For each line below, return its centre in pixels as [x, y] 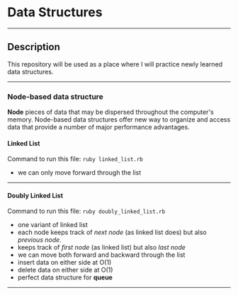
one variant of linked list [53, 225]
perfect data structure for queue [65, 277]
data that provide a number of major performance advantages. [98, 127]
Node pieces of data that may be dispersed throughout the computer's [110, 112]
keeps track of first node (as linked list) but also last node [102, 248]
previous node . [39, 240]
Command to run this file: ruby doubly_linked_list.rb [86, 211]
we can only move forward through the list [79, 173]
